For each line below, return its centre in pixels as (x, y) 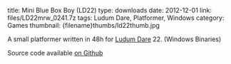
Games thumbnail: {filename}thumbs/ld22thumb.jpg (84, 25)
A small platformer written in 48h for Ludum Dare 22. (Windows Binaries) (114, 39)
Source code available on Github (55, 53)
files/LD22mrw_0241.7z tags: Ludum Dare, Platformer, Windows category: (116, 18)
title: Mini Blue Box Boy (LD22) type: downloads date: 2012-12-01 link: (110, 10)
